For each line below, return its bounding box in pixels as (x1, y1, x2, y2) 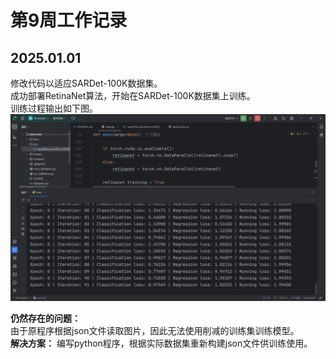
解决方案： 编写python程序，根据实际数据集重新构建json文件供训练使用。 (10, 337, 313, 350)
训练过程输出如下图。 (10, 102, 98, 114)
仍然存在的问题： (10, 312, 81, 325)
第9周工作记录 (10, 9, 128, 32)
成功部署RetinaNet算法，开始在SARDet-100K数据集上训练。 (10, 90, 256, 101)
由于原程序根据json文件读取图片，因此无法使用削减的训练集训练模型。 (10, 325, 300, 337)
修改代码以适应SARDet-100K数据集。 (10, 77, 163, 89)
